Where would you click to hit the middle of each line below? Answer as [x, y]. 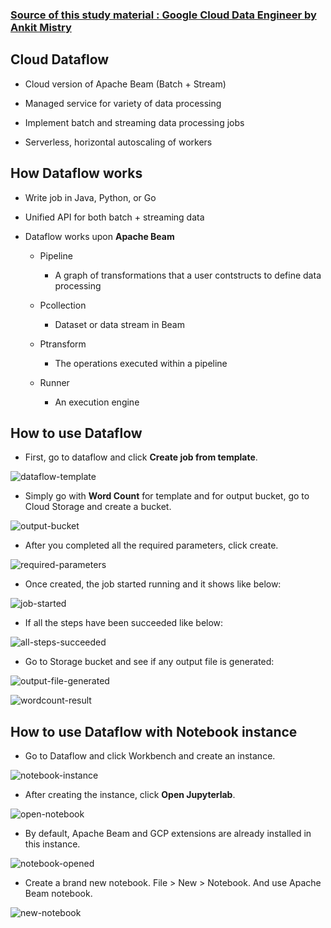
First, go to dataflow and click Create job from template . [141, 457]
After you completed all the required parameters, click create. [151, 545]
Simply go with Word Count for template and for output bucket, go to [167, 496]
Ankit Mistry [41, 27]
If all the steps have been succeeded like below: [124, 623]
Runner [54, 382]
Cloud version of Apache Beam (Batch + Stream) [125, 84]
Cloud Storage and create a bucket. [98, 507]
